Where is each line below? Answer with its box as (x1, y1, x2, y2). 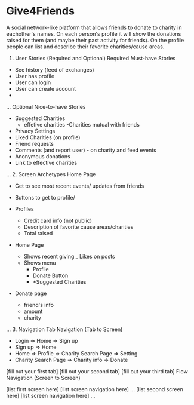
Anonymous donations (14, 152, 70, 159)
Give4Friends (6, 4, 75, 18)
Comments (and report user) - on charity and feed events (14, 146, 156, 154)
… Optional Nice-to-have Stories (6, 103, 86, 110)
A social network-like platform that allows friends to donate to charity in (6, 24, 182, 31)
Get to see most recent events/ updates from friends (14, 182, 144, 189)
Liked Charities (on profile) (14, 133, 81, 141)
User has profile (14, 72, 55, 79)
